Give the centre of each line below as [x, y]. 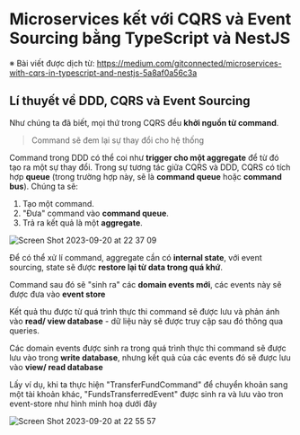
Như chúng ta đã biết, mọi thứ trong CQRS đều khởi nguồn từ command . [144, 122]
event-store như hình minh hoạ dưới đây [83, 404]
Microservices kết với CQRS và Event [150, 19]
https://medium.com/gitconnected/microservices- [189, 63]
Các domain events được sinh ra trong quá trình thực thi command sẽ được [148, 348]
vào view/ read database [56, 367]
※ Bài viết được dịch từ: [52, 63]
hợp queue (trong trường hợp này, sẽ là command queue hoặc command [146, 176]
